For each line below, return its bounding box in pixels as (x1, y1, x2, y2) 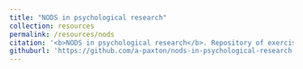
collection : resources (9, 22, 95, 30)
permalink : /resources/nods (9, 30, 115, 39)
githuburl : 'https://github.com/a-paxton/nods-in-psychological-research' (9, 47, 297, 56)
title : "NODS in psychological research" (9, 13, 168, 22)
